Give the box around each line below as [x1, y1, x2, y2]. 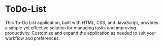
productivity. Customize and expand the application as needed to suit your [5, 30, 156, 36]
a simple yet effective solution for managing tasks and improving [5, 24, 136, 30]
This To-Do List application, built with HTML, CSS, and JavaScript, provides [5, 20, 159, 25]
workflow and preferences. [5, 35, 60, 41]
